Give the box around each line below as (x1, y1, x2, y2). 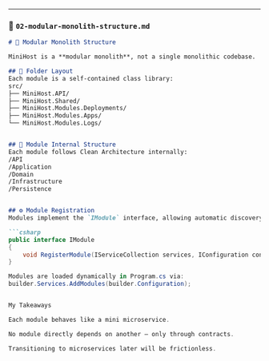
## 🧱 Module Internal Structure (8, 141, 116, 149)
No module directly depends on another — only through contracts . (8, 330, 235, 338)
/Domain (8, 170, 34, 178)
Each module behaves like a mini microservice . (8, 315, 171, 323)
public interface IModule (8, 236, 94, 244)
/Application (8, 163, 52, 171)
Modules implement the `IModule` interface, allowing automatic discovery (8, 214, 263, 222)
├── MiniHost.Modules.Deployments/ (8, 105, 127, 113)
